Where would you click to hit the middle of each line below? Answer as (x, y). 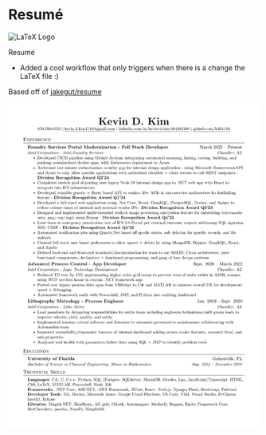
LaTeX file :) (39, 76)
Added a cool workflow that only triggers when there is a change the (132, 67)
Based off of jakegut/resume (55, 91)
